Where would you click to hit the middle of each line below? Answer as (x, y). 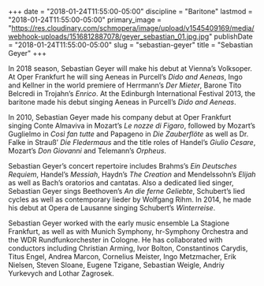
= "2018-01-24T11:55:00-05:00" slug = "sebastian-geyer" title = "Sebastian (131, 45)
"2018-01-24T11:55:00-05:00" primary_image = (85, 20)
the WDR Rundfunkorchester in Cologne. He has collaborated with (115, 240)
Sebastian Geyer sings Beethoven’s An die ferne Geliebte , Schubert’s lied (127, 191)
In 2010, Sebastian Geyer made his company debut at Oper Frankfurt (120, 117)
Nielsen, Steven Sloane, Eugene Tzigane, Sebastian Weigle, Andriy (116, 265)
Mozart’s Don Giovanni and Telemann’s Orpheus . (87, 150)
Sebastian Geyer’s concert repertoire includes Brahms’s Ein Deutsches (123, 166)
